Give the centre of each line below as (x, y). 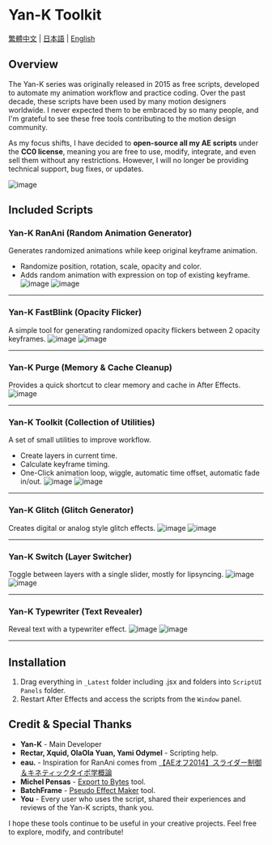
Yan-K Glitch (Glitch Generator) (71, 511)
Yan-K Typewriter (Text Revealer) (76, 611)
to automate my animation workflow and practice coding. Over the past (127, 93)
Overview (34, 65)
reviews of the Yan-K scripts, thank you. (87, 807)
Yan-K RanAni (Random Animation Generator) (100, 233)
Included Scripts (51, 210)
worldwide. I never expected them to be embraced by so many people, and (134, 110)
